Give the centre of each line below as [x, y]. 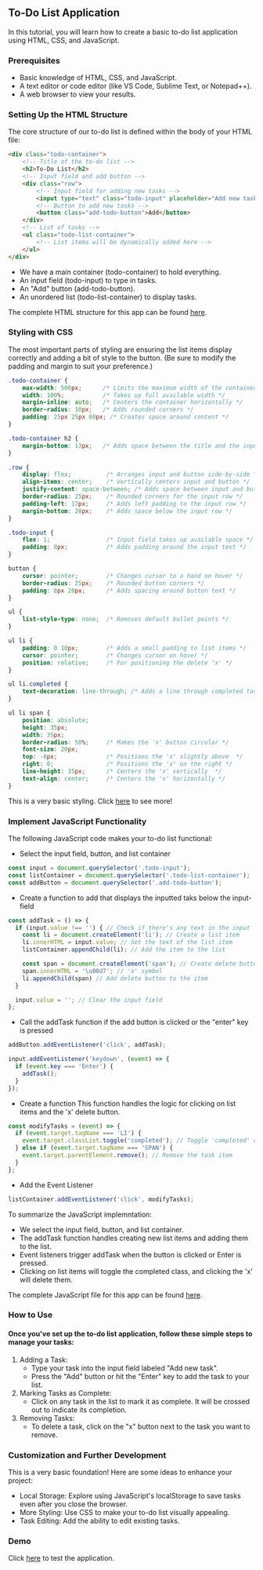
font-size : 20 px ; [50, 749]
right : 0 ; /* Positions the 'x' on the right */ [128, 764]
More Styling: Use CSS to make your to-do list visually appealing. [124, 1512]
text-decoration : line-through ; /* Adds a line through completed [133, 692]
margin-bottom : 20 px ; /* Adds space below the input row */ [128, 511]
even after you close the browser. [73, 1504]
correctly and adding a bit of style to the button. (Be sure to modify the [122, 357]
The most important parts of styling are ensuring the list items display [120, 349]
